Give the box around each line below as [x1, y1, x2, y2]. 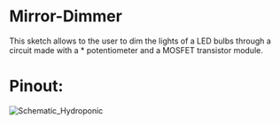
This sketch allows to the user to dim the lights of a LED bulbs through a [9, 35, 272, 46]
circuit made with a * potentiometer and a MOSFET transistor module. [9, 44, 263, 55]
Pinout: [9, 76, 64, 97]
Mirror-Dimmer [9, 6, 122, 27]
